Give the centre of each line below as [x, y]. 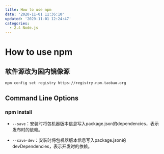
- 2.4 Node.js [24, 28]
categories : [17, 23]
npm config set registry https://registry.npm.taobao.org [66, 83]
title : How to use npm [28, 10]
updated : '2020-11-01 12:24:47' [38, 19]
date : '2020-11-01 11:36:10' [35, 14]
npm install [19, 112]
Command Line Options [42, 98]
